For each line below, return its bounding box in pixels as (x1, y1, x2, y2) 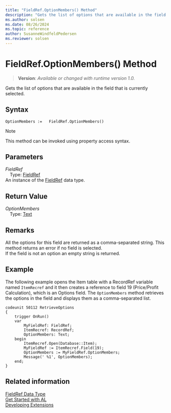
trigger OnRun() (14, 314, 50, 319)
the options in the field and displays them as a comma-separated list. (5, 295, 151, 301)
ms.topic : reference (5, 27, 50, 32)
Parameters (5, 153, 44, 161)
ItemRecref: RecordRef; (24, 327, 74, 333)
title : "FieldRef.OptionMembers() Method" (5, 7, 97, 13)
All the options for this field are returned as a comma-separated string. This (5, 239, 165, 246)
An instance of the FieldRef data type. (5, 177, 85, 183)
